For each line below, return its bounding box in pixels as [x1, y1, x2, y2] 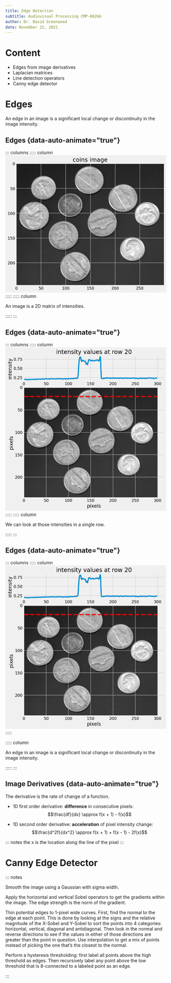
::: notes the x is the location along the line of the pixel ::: [5, 839, 124, 845]
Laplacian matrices [12, 70, 53, 76]
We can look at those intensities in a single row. [5, 521, 105, 527]
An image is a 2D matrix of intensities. [5, 303, 85, 309]
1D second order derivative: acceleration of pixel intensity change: [12, 821, 153, 827]
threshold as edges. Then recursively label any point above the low [5, 957, 146, 964]
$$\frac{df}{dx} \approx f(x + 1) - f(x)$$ [47, 811, 132, 817]
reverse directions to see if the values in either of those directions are [5, 931, 152, 937]
